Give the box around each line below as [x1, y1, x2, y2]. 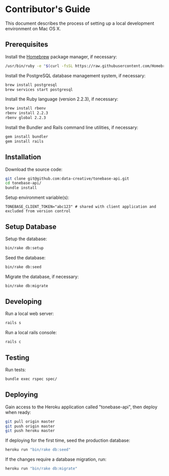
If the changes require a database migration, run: [5, 456, 107, 462]
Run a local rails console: [5, 330, 57, 336]
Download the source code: [5, 166, 63, 172]
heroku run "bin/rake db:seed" [5, 447, 71, 452]
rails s [5, 321, 22, 326]
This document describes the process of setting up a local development [5, 20, 154, 26]
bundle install [5, 185, 37, 190]
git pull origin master [5, 419, 55, 424]
